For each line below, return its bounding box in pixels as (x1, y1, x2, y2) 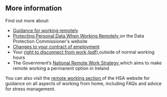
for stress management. (5, 86, 56, 92)
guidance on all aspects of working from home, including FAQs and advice (5, 80, 162, 86)
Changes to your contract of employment (12, 43, 100, 50)
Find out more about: (5, 17, 50, 23)
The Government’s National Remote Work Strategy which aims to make (12, 59, 162, 66)
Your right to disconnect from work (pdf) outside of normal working (12, 49, 155, 55)
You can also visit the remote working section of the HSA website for (5, 75, 150, 81)
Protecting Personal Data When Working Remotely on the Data (12, 33, 145, 39)
